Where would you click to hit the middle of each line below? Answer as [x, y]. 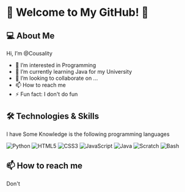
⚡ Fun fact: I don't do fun [46, 94]
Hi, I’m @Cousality [30, 53]
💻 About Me [31, 36]
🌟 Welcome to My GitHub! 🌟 [78, 12]
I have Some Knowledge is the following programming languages [88, 134]
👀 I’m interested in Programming [56, 65]
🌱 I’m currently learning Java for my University [74, 72]
